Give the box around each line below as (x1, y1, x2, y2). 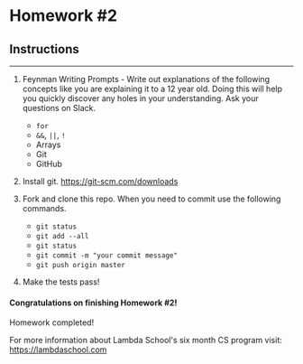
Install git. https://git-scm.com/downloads (22, 176, 179, 186)
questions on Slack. (22, 103, 96, 113)
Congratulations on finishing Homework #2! (9, 297, 178, 308)
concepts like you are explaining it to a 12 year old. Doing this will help (22, 83, 282, 94)
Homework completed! (9, 317, 95, 328)
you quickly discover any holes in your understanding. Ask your (22, 93, 259, 104)
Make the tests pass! (22, 276, 100, 287)
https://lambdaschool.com (9, 344, 107, 355)
